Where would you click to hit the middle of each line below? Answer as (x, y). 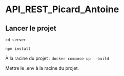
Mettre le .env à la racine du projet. (42, 68)
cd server (16, 40)
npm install (18, 49)
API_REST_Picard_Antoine (62, 9)
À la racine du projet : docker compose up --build (57, 58)
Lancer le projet (31, 28)
